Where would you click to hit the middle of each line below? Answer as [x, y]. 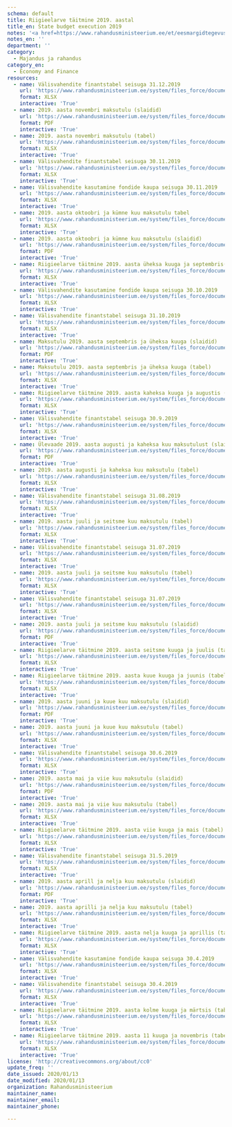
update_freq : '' [30, 1068]
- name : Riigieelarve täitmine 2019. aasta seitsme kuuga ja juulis [114, 650]
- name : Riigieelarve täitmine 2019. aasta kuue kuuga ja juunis [109, 676]
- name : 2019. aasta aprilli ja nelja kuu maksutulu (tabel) [103, 907]
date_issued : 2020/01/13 [43, 1074]
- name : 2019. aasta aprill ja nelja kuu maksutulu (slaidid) [105, 882]
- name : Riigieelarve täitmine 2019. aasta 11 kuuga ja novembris [111, 1036]
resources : [23, 78]
